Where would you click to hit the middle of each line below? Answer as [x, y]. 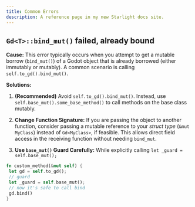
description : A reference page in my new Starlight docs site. [85, 17]
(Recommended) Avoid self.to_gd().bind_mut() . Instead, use [90, 96]
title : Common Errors [33, 11]
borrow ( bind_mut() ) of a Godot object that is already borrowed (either [91, 61]
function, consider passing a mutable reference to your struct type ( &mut [102, 126]
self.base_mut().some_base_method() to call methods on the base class [100, 103]
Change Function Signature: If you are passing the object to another [98, 120]
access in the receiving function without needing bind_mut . [85, 139]
